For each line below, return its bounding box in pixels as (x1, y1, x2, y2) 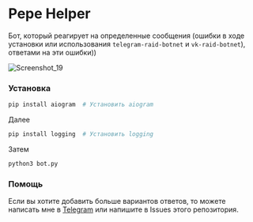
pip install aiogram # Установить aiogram (8, 100, 154, 109)
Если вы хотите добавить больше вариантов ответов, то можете (8, 197, 226, 206)
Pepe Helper (8, 5, 91, 23)
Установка (8, 82, 51, 93)
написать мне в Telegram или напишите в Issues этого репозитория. (8, 205, 239, 214)
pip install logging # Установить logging (8, 130, 154, 138)
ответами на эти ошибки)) (8, 47, 97, 57)
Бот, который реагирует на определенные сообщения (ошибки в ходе (8, 31, 245, 40)
